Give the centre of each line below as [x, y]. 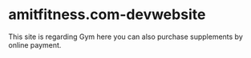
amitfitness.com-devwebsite [107, 15]
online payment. [35, 44]
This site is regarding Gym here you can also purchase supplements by [125, 37]
